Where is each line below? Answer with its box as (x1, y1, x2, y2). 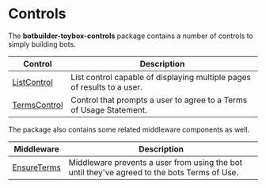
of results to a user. (70, 81, 142, 92)
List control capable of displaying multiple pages (70, 71, 251, 82)
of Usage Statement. (70, 104, 148, 115)
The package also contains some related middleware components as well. (8, 125, 250, 134)
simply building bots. (8, 39, 77, 48)
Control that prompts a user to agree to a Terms (70, 94, 248, 106)
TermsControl (12, 99, 63, 110)
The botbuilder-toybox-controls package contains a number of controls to (8, 31, 253, 40)
